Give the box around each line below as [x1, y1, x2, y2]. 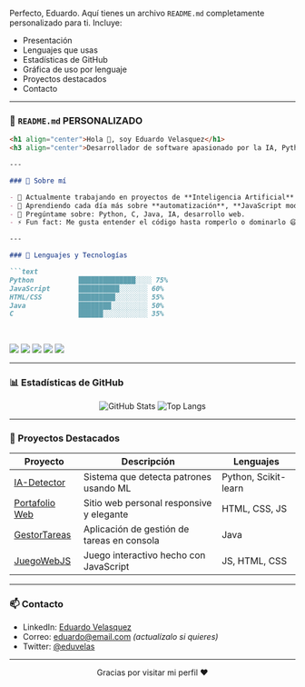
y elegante [83, 508, 129, 521]
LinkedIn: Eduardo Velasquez [22, 622, 132, 632]
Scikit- [256, 470, 287, 483]
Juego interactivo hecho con [83, 549, 206, 562]
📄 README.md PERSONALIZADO [9, 114, 143, 126]
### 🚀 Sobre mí [9, 176, 67, 185]
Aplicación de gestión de [83, 523, 190, 535]
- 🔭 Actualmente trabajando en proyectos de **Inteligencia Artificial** [9, 193, 295, 202]
